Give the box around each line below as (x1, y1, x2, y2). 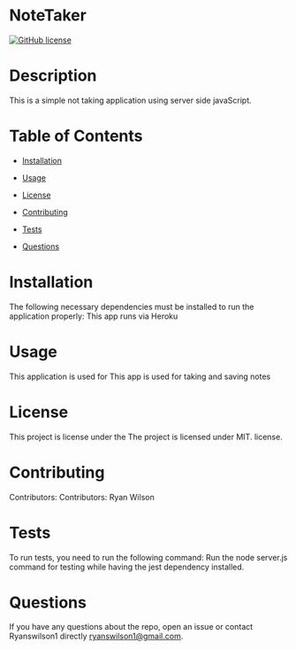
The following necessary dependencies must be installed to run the (9, 301, 254, 312)
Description (9, 66, 97, 86)
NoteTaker (9, 5, 87, 26)
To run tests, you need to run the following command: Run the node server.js (9, 552, 288, 562)
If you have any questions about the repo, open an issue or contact (9, 622, 254, 632)
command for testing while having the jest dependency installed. (9, 561, 245, 572)
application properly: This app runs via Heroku (9, 311, 178, 321)
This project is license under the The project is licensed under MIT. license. (9, 431, 283, 442)
